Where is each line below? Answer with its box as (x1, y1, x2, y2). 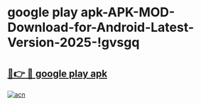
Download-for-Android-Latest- (7, 19, 195, 35)
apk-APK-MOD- (80, 4, 175, 21)
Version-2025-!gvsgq (7, 35, 140, 50)
